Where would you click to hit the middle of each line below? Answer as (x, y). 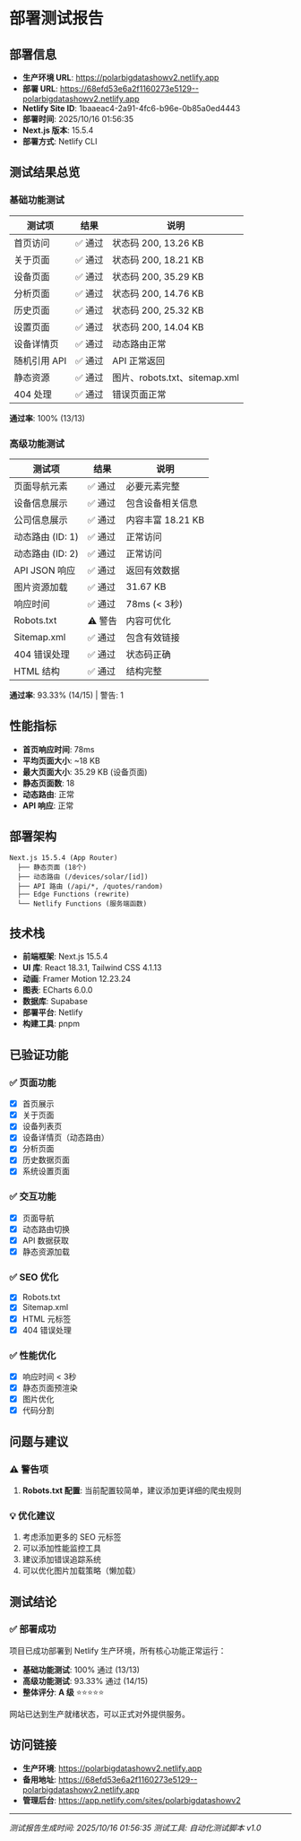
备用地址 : (39, 1779)
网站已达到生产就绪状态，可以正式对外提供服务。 (99, 1714)
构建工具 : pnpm (51, 1024)
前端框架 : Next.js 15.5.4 (65, 957)
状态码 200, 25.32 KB (158, 310)
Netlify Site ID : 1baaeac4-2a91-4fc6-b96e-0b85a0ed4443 (131, 108)
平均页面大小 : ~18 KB (61, 760)
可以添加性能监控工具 (61, 1549)
